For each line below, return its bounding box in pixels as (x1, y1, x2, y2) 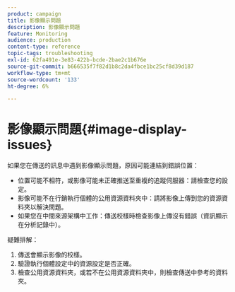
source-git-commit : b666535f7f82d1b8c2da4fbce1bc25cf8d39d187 (7, 63, 194, 70)
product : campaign (7, 10, 61, 18)
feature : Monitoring (7, 30, 68, 37)
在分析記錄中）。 (17, 221, 65, 229)
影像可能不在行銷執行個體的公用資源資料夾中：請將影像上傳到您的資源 (17, 194, 222, 202)
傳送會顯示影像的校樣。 (17, 250, 86, 259)
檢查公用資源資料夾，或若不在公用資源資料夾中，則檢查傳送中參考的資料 (17, 268, 228, 276)
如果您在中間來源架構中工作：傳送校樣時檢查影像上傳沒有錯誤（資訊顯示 (17, 211, 228, 220)
